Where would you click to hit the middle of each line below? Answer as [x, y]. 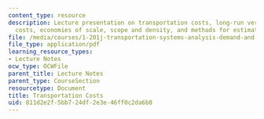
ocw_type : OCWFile [38, 67]
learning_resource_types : [50, 52]
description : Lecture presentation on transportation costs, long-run [126, 23]
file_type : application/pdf [54, 45]
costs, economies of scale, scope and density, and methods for [123, 30]
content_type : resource [47, 15]
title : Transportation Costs [56, 96]
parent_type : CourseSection [54, 81]
